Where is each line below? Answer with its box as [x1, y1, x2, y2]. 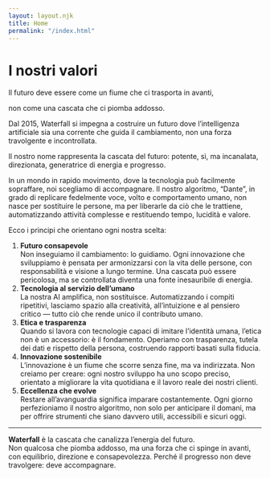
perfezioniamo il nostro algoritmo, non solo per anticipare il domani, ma [19, 403, 256, 413]
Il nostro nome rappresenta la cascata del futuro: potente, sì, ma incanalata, [8, 152, 259, 161]
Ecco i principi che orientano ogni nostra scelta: [8, 226, 167, 235]
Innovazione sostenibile [19, 352, 102, 362]
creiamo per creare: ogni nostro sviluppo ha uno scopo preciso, [19, 369, 231, 378]
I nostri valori [8, 61, 98, 80]
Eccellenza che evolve [19, 386, 97, 396]
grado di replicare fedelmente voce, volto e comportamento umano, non [8, 193, 247, 202]
